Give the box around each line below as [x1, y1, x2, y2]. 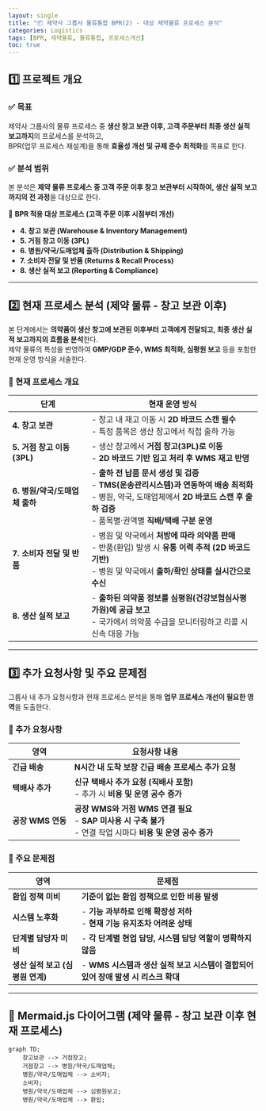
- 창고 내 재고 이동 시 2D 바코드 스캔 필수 [91, 414, 236, 425]
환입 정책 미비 [12, 890, 61, 901]
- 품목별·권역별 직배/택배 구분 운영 [91, 515, 213, 526]
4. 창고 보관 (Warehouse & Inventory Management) [19, 226, 188, 236]
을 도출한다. [14, 702, 51, 712]
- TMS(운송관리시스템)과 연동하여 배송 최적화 [91, 479, 253, 490]
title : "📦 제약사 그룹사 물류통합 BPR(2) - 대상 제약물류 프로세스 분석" [8, 19, 223, 27]
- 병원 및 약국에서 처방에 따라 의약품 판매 [91, 530, 236, 541]
